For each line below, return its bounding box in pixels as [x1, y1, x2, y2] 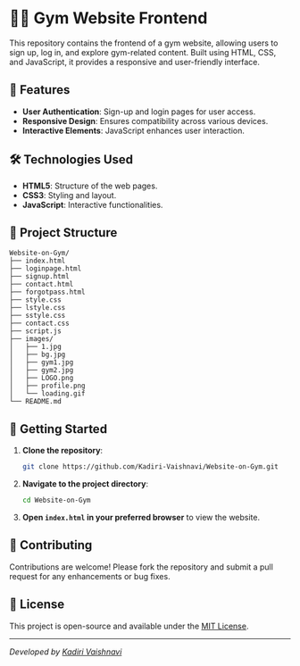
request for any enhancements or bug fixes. [9, 570, 171, 581]
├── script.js [9, 327, 62, 336]
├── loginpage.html [9, 264, 82, 273]
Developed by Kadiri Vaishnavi [9, 646, 122, 657]
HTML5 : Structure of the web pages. [21, 180, 158, 191]
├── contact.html [9, 280, 74, 289]
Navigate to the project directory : [21, 479, 149, 489]
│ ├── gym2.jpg [9, 366, 74, 375]
